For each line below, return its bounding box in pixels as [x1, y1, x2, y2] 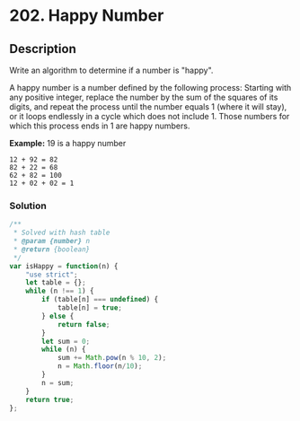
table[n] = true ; [57, 303, 123, 312]
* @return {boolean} [13, 244, 91, 254]
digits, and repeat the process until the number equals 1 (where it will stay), [9, 101, 287, 112]
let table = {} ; [25, 278, 87, 287]
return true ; [25, 395, 75, 404]
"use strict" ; [25, 270, 78, 279]
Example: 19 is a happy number [9, 138, 127, 148]
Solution [9, 199, 48, 212]
